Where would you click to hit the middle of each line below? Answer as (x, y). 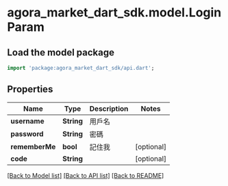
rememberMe (33, 146)
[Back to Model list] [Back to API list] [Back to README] (86, 175)
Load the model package (61, 52)
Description (109, 109)
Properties (30, 89)
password (27, 133)
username (27, 121)
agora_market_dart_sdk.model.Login (114, 13)
